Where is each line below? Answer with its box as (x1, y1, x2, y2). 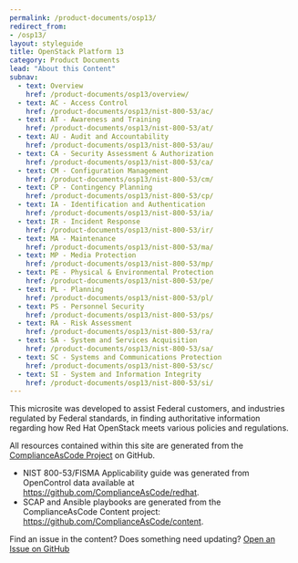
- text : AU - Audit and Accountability (17, 132, 170, 141)
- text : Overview (17, 81, 84, 90)
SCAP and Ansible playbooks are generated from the (22, 496, 221, 507)
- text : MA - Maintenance (17, 234, 117, 243)
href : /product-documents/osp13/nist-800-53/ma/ (26, 243, 214, 252)
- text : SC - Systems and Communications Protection (17, 352, 222, 361)
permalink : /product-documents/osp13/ (9, 13, 157, 23)
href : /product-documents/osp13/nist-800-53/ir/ (26, 225, 214, 235)
